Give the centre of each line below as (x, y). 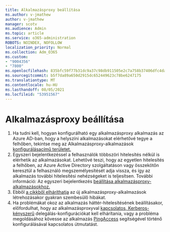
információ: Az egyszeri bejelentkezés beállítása (63, 182)
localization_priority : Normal (38, 47)
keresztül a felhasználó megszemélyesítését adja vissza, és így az (81, 171)
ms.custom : (17, 57)
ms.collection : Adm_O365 (31, 52)
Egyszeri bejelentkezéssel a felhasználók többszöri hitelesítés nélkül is (86, 155)
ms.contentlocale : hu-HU (31, 85)
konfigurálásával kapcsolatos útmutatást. (55, 224)
